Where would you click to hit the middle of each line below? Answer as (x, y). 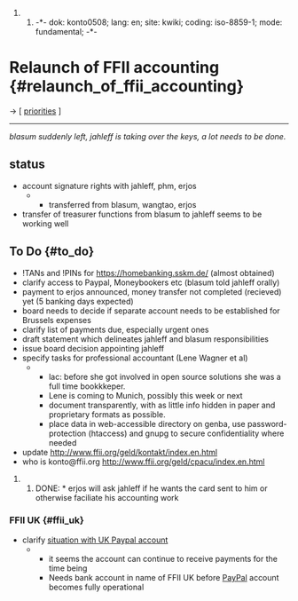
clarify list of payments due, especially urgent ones (115, 329)
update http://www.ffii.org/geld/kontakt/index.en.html (120, 452)
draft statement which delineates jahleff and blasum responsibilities (145, 339)
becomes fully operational (96, 587)
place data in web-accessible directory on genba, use (147, 423)
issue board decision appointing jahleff (93, 348)
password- (267, 423)
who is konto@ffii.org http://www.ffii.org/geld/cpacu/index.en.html (143, 462)
